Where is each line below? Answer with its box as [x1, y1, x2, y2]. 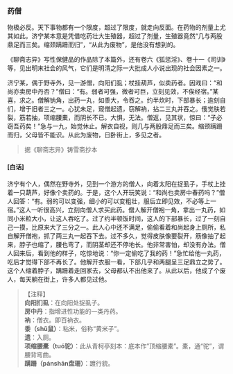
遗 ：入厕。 [24, 333, 55, 341]
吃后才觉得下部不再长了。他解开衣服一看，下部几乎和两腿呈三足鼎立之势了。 [7, 257, 226, 266]
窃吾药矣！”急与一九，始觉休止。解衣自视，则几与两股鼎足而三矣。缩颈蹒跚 [7, 122, 223, 130]
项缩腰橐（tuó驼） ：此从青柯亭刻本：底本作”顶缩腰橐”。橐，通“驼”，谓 [24, 341, 224, 350]
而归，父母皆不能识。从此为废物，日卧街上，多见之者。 [7, 130, 165, 139]
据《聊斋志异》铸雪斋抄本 [24, 146, 98, 154]
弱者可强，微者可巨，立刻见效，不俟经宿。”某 [91, 87, 219, 96]
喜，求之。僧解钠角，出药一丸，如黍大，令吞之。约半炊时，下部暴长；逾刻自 [7, 96, 226, 105]
